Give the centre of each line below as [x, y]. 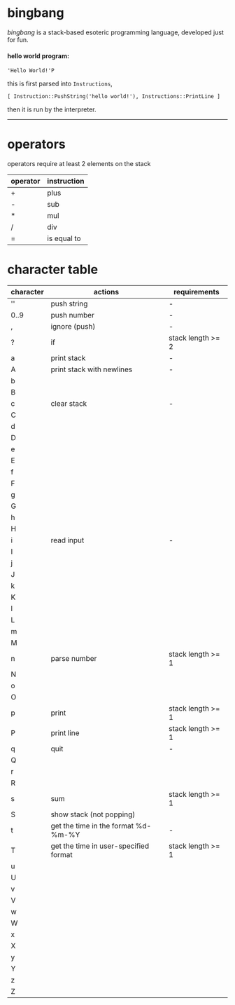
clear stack [69, 404]
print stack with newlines [92, 369]
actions [106, 292]
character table [53, 269]
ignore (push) [73, 327]
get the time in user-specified [100, 846]
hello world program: [38, 56]
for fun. [18, 39]
